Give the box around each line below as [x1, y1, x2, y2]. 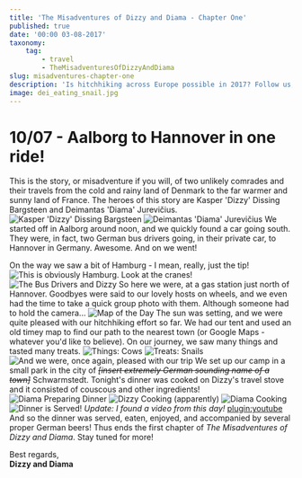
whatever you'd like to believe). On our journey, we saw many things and [9, 336, 279, 347]
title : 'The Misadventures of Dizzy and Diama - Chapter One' [9, 13, 247, 22]
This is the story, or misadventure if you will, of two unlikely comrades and [9, 176, 285, 187]
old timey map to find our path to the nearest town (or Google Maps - [9, 327, 265, 338]
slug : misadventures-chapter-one [9, 72, 135, 81]
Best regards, [9, 449, 59, 460]
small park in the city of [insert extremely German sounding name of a [9, 365, 270, 376]
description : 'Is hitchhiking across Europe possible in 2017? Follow [9, 80, 280, 89]
